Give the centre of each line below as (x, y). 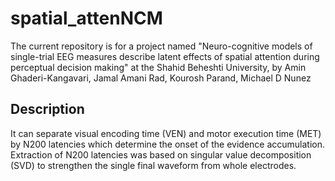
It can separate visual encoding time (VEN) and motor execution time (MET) (166, 133)
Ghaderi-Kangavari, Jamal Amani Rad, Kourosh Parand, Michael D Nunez (161, 78)
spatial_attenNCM (86, 18)
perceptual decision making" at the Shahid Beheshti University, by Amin (158, 67)
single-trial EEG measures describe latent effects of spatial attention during (165, 56)
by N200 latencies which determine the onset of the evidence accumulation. (168, 144)
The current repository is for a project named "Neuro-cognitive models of (161, 46)
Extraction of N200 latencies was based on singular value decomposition (161, 154)
